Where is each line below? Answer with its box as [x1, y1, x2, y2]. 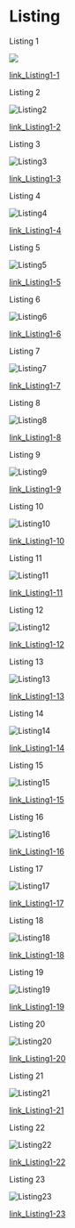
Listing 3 [9, 138, 41, 149]
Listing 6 [9, 294, 41, 305]
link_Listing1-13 [9, 690, 64, 701]
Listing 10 [9, 500, 44, 511]
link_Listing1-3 [9, 173, 62, 183]
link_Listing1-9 [9, 484, 62, 494]
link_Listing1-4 [9, 224, 62, 235]
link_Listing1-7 [9, 380, 61, 391]
